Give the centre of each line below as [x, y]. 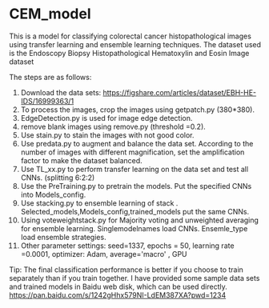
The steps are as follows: [50, 77]
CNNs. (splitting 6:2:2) [58, 178]
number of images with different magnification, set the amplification [132, 152]
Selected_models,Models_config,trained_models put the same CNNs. [135, 211]
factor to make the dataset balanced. [81, 160]
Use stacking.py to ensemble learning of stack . [99, 203]
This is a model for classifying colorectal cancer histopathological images [130, 36]
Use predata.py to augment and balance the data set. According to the [137, 143]
